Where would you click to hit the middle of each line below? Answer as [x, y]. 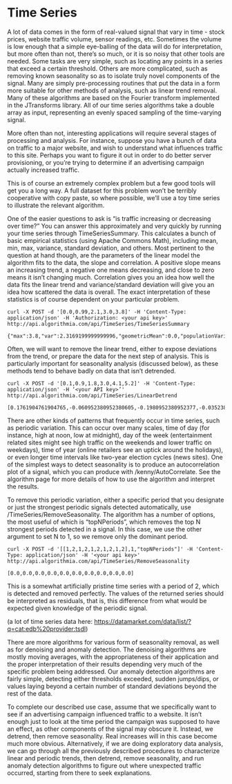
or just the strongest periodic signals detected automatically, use [99, 507]
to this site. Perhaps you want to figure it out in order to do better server [109, 155]
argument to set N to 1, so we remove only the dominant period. [98, 536]
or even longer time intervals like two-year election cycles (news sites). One [115, 457]
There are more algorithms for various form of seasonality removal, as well [113, 642]
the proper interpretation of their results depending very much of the [105, 664]
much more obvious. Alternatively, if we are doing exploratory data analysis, [115, 743]
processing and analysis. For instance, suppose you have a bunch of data [112, 140]
